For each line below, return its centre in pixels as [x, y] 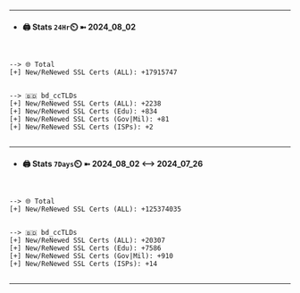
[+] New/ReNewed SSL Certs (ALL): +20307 [87, 241]
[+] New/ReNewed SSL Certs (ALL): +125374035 [95, 209]
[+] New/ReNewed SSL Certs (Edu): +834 [83, 112]
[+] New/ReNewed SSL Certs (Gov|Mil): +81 [89, 120]
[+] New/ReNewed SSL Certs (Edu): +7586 [86, 248]
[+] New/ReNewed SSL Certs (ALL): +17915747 [93, 72]
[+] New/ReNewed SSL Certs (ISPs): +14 [83, 264]
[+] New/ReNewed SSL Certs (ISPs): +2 [81, 127]
